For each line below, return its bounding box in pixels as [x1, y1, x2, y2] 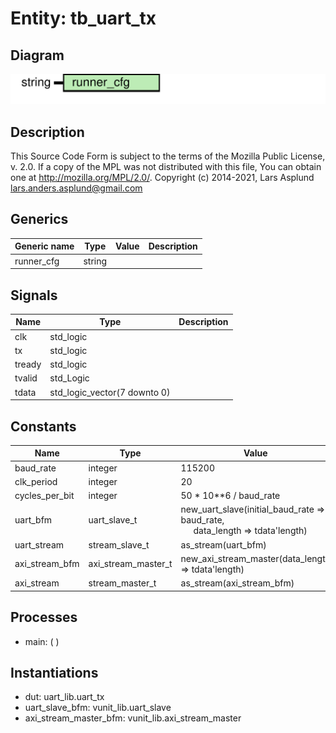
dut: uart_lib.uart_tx [24, 691, 105, 703]
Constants [10, 418, 77, 435]
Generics [10, 211, 69, 228]
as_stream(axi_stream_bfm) [180, 577, 295, 589]
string [83, 255, 108, 267]
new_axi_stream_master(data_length [180, 552, 332, 564]
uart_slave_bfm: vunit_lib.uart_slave [24, 702, 172, 714]
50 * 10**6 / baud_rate [180, 490, 281, 502]
